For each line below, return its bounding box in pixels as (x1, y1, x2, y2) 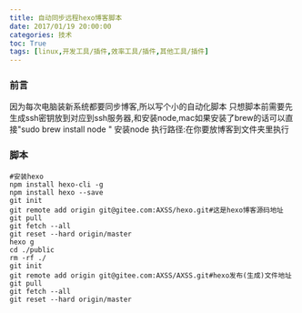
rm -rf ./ (9, 253, 47, 262)
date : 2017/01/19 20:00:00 (9, 22, 112, 31)
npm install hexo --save (9, 187, 104, 197)
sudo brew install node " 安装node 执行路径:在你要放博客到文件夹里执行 (21, 124, 289, 135)
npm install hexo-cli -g (9, 179, 104, 189)
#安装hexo (9, 172, 44, 181)
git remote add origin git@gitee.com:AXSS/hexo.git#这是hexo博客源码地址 (9, 206, 284, 215)
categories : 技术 (9, 30, 73, 39)
